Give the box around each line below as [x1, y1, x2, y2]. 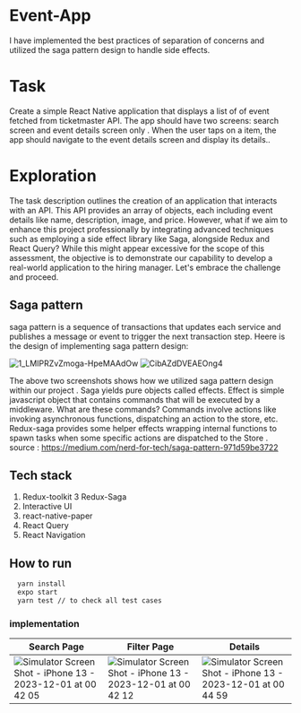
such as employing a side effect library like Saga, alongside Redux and [9, 233, 271, 244]
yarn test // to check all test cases [17, 596, 163, 605]
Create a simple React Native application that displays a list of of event [9, 105, 271, 117]
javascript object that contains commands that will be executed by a [9, 394, 261, 404]
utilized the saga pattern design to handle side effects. [9, 44, 211, 55]
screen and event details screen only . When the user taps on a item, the [9, 125, 277, 135]
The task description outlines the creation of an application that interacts [9, 195, 278, 206]
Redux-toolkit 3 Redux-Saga [21, 491, 127, 502]
